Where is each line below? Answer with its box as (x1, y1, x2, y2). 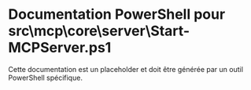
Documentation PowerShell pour (8, 5, 226, 23)
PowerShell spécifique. (8, 73, 83, 82)
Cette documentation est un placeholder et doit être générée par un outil (8, 64, 244, 74)
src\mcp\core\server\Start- (8, 22, 190, 40)
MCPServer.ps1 (8, 39, 112, 56)
